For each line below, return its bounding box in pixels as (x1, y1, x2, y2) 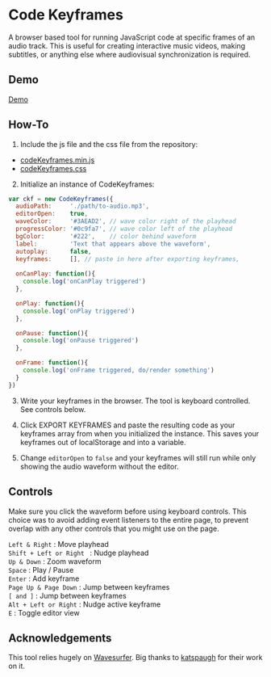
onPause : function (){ (15, 329, 89, 337)
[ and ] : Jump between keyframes (8, 591, 127, 600)
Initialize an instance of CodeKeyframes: (19, 179, 155, 189)
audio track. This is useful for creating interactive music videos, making (8, 40, 246, 50)
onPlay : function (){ (15, 299, 85, 308)
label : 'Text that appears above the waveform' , (15, 240, 211, 248)
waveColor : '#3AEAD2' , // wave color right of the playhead (15, 217, 236, 225)
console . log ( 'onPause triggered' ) (23, 337, 139, 345)
